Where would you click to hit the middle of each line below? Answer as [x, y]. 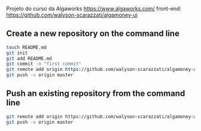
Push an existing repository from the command [96, 94]
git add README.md [29, 58]
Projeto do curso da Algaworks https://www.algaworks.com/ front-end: [94, 9]
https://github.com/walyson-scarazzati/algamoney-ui [72, 15]
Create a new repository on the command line [93, 34]
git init [17, 53]
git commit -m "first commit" [44, 64]
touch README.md [26, 47]
